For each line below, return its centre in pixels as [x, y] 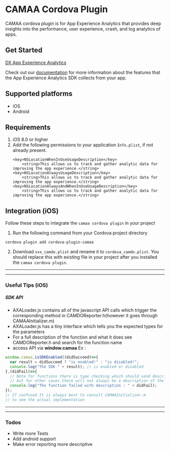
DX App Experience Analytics [36, 63]
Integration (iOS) [32, 211]
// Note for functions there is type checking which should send [80, 376]
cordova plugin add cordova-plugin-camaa [50, 243]
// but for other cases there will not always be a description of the [87, 381]
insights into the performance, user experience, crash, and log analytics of [83, 28]
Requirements [28, 127]
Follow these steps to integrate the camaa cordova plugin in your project [80, 223]
